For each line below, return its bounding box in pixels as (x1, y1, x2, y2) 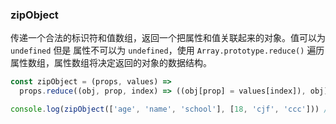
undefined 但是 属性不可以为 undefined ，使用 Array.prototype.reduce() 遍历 (10, 44, 325, 57)
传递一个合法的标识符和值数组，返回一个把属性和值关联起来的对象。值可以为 (10, 32, 326, 44)
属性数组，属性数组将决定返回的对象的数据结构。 (10, 57, 212, 69)
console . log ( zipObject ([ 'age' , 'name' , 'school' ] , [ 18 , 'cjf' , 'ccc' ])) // (10, 104, 333, 115)
